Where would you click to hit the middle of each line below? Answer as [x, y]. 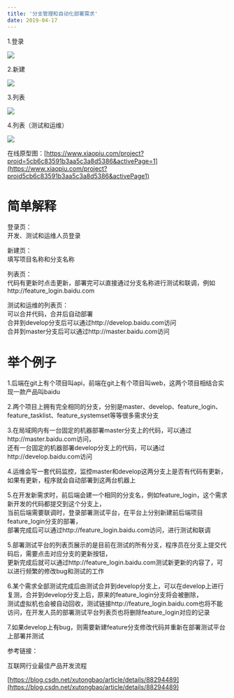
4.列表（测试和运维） [38, 125]
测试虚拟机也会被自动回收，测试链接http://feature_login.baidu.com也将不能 [115, 603]
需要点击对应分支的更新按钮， [68, 554]
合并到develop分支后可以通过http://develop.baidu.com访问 [92, 323]
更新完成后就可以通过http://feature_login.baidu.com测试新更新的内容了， [112, 563]
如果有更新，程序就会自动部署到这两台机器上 [72, 480]
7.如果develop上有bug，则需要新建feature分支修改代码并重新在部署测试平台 [116, 627]
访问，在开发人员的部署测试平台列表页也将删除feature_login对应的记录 [109, 613]
